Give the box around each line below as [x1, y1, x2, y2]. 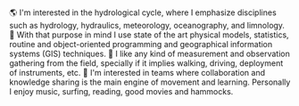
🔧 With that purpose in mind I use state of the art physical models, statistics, [9, 29, 289, 40]
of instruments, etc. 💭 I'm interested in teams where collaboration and [9, 68, 266, 77]
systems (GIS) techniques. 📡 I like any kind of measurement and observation [9, 48, 290, 59]
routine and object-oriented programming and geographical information [9, 39, 273, 49]
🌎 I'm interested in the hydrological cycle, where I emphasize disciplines [9, 7, 277, 18]
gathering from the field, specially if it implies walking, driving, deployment [9, 58, 284, 69]
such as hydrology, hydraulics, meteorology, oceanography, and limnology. [9, 20, 286, 30]
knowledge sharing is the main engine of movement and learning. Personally [9, 77, 291, 87]
